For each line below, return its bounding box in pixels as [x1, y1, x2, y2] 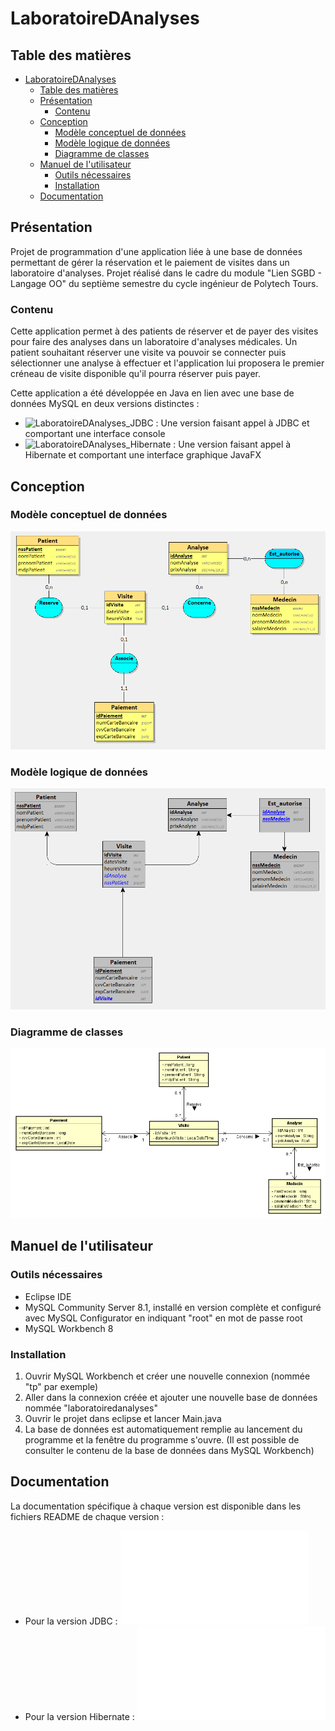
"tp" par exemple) [24, 1381, 99, 1393]
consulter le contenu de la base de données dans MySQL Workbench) [24, 1445, 315, 1457]
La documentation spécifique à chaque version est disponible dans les [10, 1500, 302, 1512]
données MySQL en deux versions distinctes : [10, 398, 200, 410]
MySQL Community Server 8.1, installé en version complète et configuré [24, 1301, 322, 1313]
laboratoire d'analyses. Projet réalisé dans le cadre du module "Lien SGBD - [10, 267, 322, 279]
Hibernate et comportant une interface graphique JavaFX [24, 449, 262, 461]
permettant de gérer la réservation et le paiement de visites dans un [10, 256, 290, 268]
